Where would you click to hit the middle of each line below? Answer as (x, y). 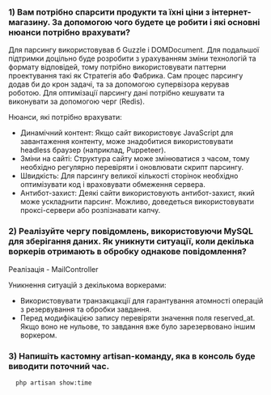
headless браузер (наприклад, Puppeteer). (93, 150)
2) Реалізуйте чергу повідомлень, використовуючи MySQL (131, 231)
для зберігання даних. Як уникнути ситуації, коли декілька (131, 241)
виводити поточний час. (59, 366)
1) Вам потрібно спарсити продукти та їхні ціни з (109, 12)
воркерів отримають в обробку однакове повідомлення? (127, 252)
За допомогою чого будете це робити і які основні (156, 22)
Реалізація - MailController (53, 269)
